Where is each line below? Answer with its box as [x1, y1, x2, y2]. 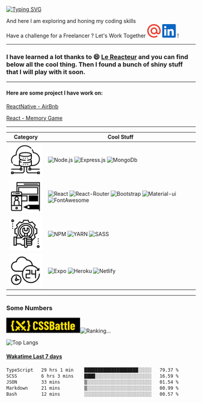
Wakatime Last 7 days [6, 353, 63, 360]
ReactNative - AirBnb [6, 102, 59, 110]
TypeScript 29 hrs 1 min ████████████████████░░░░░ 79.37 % [6, 367, 179, 373]
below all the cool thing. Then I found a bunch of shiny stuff [6, 60, 183, 69]
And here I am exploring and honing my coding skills [6, 17, 136, 24]
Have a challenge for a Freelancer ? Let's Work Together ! [6, 32, 179, 39]
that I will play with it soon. [6, 67, 86, 76]
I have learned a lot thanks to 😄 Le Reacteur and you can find [6, 52, 188, 61]
